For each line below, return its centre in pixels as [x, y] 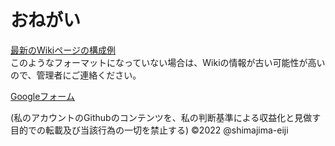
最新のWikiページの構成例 [63, 50]
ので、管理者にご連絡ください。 [76, 75]
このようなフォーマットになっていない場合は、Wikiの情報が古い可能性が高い [168, 62]
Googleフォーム [42, 96]
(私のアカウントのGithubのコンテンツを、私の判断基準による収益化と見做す [166, 117]
